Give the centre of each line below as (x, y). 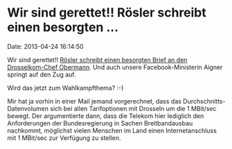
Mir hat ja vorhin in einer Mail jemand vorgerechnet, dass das (95, 101)
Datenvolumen (28, 108)
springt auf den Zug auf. (42, 74)
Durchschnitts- (204, 101)
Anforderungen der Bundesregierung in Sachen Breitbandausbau (100, 123)
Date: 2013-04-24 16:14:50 (46, 46)
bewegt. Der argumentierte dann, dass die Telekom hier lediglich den (106, 116)
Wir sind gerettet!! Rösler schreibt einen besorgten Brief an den (97, 59)
